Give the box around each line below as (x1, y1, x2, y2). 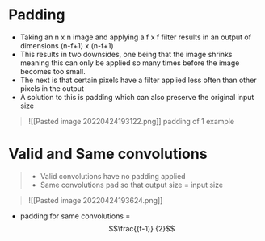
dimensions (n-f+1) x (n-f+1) (19, 40, 115, 50)
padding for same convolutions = (19, 211, 131, 221)
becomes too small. (19, 66, 86, 76)
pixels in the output (19, 83, 85, 93)
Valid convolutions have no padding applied (40, 171, 186, 181)
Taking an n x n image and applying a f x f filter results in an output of (19, 32, 252, 42)
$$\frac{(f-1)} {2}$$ (108, 223, 175, 233)
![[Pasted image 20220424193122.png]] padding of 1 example (27, 116, 235, 126)
